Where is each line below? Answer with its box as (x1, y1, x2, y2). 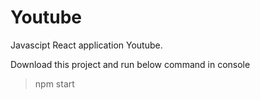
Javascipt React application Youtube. (10, 39, 163, 51)
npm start (34, 77, 75, 90)
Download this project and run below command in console (10, 58, 251, 70)
